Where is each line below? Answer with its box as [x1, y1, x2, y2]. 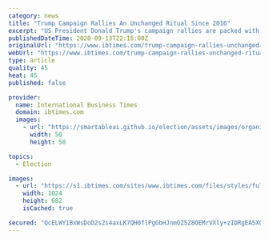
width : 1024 [22, 189, 62, 197]
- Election [15, 160, 52, 168]
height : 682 [22, 197, 62, 205]
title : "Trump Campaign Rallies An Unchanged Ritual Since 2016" [8, 19, 231, 27]
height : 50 [29, 138, 66, 146]
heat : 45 [8, 71, 38, 79]
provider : [8, 93, 42, 101]
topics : [8, 152, 34, 160]
